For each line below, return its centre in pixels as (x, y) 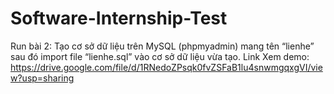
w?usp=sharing (42, 78)
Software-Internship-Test (119, 18)
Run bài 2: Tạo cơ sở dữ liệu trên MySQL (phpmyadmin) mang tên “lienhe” (162, 46)
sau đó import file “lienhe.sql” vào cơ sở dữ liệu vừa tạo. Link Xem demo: (160, 56)
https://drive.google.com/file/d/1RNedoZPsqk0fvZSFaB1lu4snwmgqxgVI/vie (166, 67)
